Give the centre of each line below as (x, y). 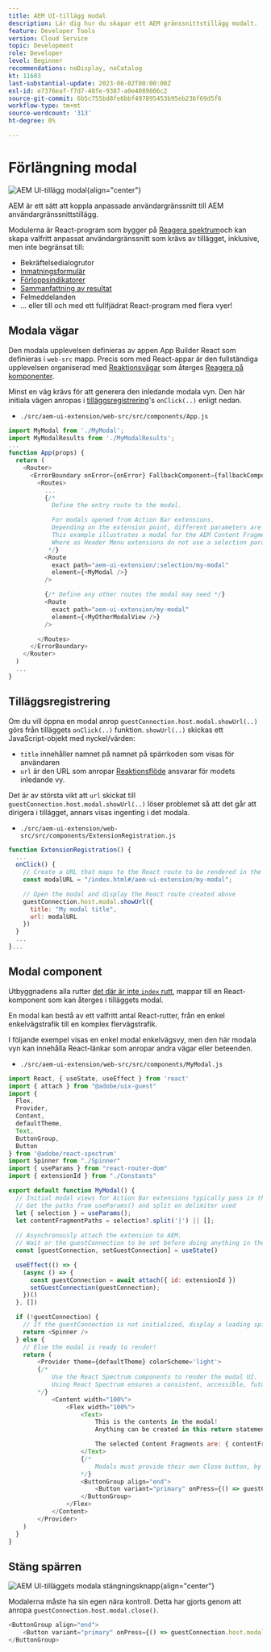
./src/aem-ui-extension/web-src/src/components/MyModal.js (121, 1064)
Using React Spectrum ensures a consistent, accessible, (149, 1384)
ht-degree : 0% (32, 121)
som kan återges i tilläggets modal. (106, 1000)
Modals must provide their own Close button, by (178, 1467)
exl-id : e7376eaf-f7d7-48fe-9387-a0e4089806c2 (88, 91)
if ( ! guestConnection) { (57, 1317)
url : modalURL (54, 917)
